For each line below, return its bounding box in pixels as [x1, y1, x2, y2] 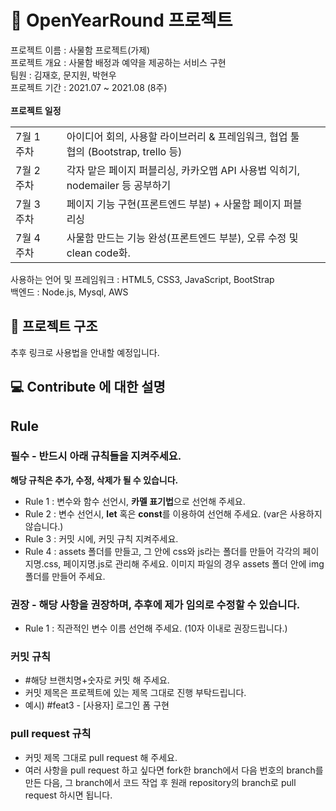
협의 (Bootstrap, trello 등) [66, 144, 183, 158]
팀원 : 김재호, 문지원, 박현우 [10, 69, 117, 81]
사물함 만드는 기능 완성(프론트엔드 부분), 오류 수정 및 [66, 231, 299, 245]
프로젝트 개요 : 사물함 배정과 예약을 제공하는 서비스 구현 [10, 56, 227, 68]
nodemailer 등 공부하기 [66, 178, 172, 192]
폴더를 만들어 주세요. [24, 570, 106, 582]
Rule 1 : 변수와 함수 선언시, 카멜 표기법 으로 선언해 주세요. [24, 495, 246, 507]
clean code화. [66, 246, 131, 260]
